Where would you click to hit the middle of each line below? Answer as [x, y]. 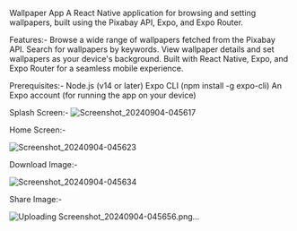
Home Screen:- [38, 130]
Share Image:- [36, 199]
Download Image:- [44, 164]
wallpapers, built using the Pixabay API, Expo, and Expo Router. [127, 22]
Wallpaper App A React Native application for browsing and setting [133, 13]
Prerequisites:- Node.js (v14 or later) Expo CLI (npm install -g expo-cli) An [146, 86]
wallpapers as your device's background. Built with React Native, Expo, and [149, 59]
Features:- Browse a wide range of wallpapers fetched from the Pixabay [143, 40]
